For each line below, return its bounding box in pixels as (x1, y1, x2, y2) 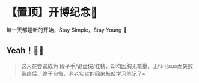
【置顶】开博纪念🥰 (6, 5, 98, 19)
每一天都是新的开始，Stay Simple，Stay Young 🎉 (6, 26, 127, 33)
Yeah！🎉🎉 (6, 45, 44, 56)
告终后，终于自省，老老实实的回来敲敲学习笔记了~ (20, 70, 146, 77)
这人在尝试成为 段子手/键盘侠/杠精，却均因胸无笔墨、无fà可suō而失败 (20, 62, 194, 69)
